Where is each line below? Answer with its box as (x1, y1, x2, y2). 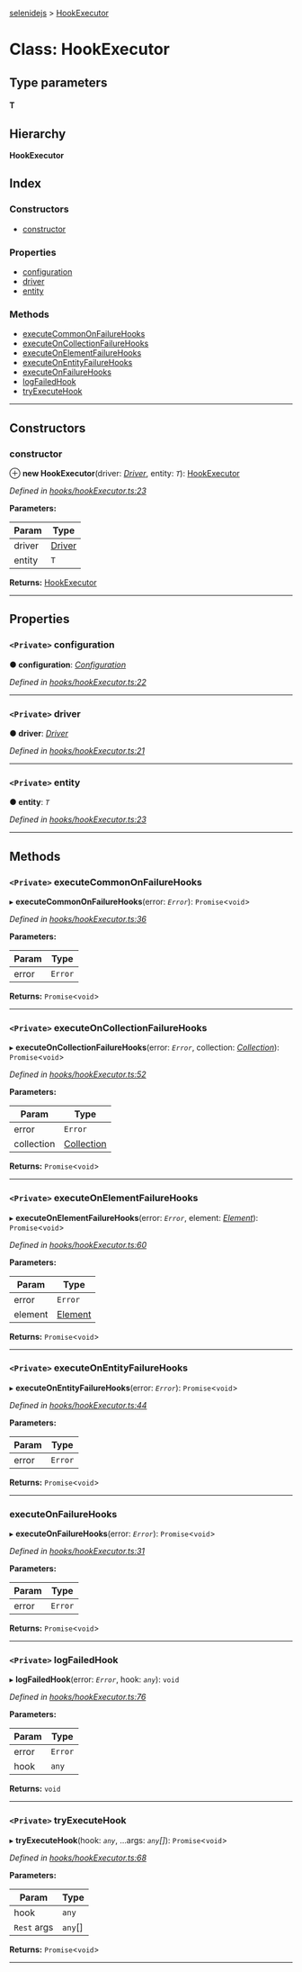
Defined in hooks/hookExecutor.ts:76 (9, 1692, 147, 1703)
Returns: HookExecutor (9, 576, 97, 588)
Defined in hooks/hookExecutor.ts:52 (9, 1069, 147, 1080)
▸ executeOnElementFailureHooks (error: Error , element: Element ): (9, 1212, 259, 1223)
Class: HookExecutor (9, 40, 171, 59)
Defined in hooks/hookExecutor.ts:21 (9, 745, 146, 755)
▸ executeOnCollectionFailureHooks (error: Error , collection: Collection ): (9, 1042, 280, 1053)
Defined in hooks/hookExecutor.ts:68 (9, 1852, 147, 1863)
